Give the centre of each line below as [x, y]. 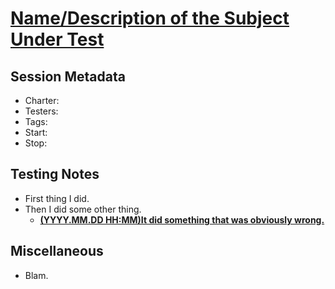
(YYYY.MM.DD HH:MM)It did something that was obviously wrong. [182, 219]
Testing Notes [55, 174]
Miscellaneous [57, 251]
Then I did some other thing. [83, 209]
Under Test [57, 39]
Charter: [42, 100]
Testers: [41, 111]
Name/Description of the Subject [150, 18]
